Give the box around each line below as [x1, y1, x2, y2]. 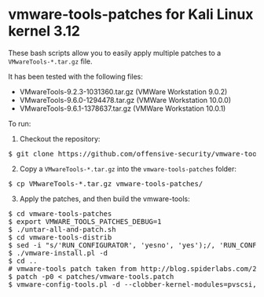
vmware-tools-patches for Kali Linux [8, 5, 254, 24]
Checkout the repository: [19, 134, 101, 143]
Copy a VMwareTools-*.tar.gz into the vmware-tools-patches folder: [19, 163, 237, 174]
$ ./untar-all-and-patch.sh [8, 225, 116, 233]
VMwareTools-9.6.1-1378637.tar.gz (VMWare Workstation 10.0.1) [19, 104, 226, 113]
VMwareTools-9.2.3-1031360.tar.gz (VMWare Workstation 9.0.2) [19, 86, 228, 96]
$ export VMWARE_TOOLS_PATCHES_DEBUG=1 [8, 217, 162, 225]
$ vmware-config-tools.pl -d [8, 280, 120, 288]
